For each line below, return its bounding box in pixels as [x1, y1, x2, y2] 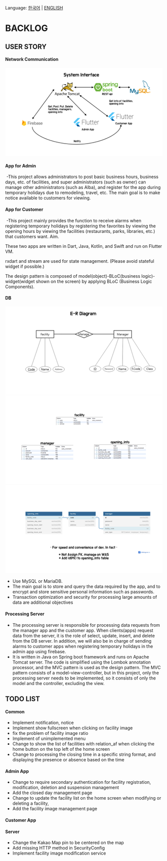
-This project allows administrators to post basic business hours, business [6, 174, 159, 180]
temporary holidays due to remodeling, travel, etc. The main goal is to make [5, 189, 161, 196]
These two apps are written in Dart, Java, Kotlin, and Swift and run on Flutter [5, 243, 163, 249]
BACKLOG [5, 22, 48, 34]
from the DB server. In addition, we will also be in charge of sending [12, 638, 152, 644]
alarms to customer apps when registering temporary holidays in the [12, 643, 153, 649]
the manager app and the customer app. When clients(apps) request [12, 627, 154, 633]
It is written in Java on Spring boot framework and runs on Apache [12, 654, 150, 660]
